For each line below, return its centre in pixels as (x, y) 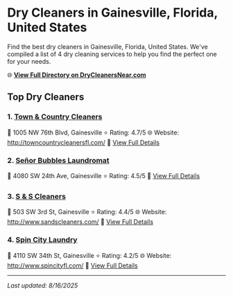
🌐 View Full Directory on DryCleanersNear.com (77, 75)
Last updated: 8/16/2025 (43, 285)
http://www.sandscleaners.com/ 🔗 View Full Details (80, 222)
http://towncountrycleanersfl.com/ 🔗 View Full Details (84, 142)
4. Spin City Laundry (42, 240)
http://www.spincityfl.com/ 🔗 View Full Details (72, 265)
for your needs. (29, 61)
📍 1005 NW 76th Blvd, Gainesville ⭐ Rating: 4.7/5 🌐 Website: (93, 132)
